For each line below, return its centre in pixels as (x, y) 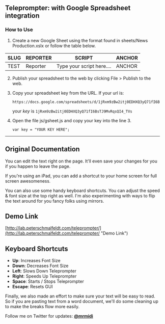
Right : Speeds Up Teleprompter (44, 276)
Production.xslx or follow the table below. (54, 46)
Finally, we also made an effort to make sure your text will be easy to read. (80, 296)
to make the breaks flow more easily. (42, 307)
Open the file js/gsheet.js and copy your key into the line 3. (72, 120)
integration (22, 16)
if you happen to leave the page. (38, 166)
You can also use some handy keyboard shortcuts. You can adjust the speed (82, 190)
